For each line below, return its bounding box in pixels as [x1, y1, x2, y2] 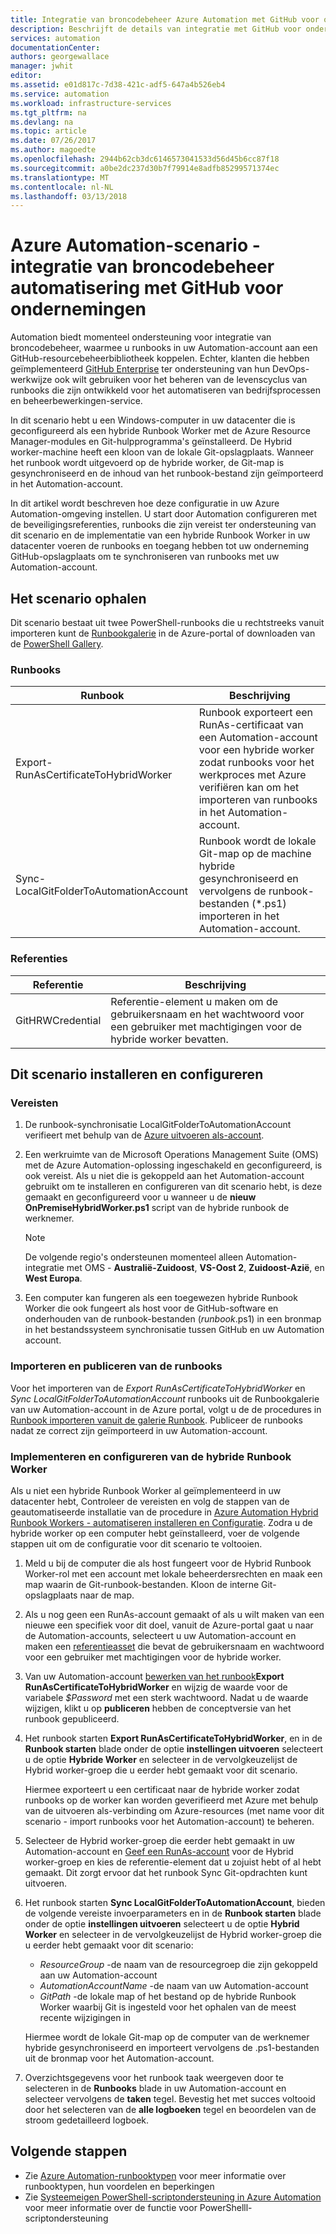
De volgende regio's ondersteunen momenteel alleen [24, 1251, 244, 1263]
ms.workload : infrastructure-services [10, 98, 172, 108]
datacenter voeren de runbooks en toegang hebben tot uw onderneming [10, 540, 310, 552]
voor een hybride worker [198, 743, 315, 757]
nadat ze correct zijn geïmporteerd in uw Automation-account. [10, 1424, 268, 1436]
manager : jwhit [10, 61, 74, 71]
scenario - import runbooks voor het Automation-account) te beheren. [24, 1815, 315, 1827]
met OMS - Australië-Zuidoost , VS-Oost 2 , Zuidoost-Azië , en [66, 1262, 325, 1274]
